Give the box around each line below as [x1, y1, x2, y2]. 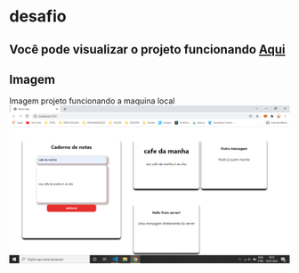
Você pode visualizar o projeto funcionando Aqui [9, 42, 286, 57]
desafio [9, 6, 67, 27]
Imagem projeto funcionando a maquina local [9, 95, 175, 106]
